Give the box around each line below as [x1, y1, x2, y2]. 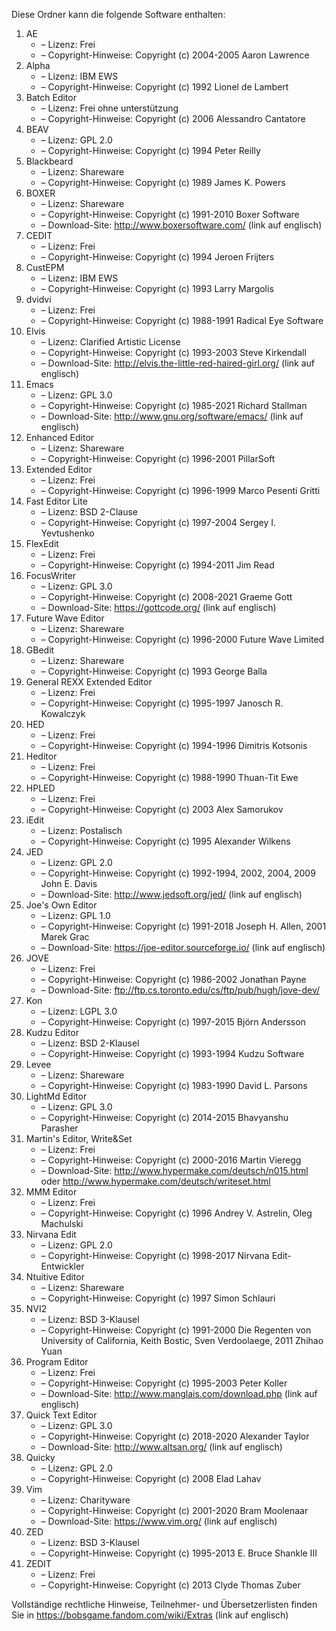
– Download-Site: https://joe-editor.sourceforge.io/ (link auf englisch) [40, 942, 326, 953]
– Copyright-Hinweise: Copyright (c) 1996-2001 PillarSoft [40, 453, 276, 464]
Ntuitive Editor [25, 1271, 85, 1283]
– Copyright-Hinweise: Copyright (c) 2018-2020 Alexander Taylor [40, 1430, 310, 1442]
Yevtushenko [40, 527, 95, 539]
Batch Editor [25, 92, 77, 103]
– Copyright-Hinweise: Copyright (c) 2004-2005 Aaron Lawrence [40, 49, 310, 61]
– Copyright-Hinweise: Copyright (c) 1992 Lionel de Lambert [40, 81, 289, 93]
